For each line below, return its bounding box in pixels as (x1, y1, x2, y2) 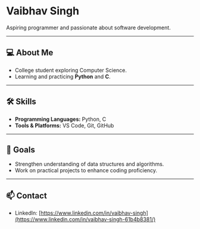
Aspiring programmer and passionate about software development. (6, 24, 171, 31)
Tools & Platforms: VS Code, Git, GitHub (14, 121, 114, 129)
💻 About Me (6, 48, 54, 58)
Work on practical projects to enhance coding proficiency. (14, 167, 158, 174)
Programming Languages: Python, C (14, 115, 107, 123)
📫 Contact (6, 190, 48, 201)
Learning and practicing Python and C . (14, 73, 111, 80)
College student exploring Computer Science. (14, 66, 127, 74)
